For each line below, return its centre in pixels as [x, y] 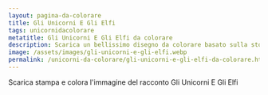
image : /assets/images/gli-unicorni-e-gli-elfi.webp [98, 52]
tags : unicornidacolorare [51, 30]
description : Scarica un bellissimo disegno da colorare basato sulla [128, 45]
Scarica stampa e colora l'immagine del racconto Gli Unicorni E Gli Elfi [123, 82]
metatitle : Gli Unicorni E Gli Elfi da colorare [91, 38]
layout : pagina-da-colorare [55, 15]
